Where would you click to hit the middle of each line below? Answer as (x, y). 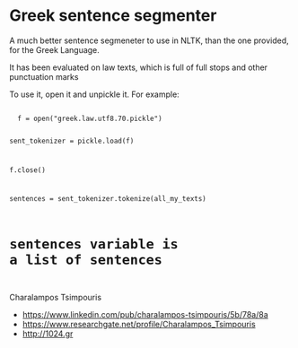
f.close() (28, 170)
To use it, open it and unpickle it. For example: (94, 94)
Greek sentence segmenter (113, 16)
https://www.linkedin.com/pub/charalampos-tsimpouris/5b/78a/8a (145, 314)
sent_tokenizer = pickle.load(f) (72, 141)
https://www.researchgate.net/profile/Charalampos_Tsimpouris (139, 324)
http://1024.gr (48, 334)
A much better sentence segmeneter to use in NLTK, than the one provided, (149, 40)
